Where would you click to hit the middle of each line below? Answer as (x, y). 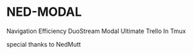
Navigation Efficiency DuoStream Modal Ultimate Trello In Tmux (96, 31)
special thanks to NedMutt (44, 44)
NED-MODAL (44, 12)
